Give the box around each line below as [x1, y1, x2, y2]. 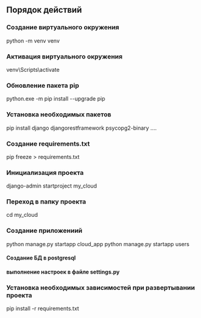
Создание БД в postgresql [6, 254, 76, 261]
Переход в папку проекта [6, 197, 86, 206]
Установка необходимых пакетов [6, 110, 111, 119]
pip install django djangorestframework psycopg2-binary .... [6, 124, 157, 132]
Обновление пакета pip [6, 81, 79, 90]
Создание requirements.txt [6, 140, 90, 148]
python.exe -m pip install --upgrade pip [6, 95, 105, 102]
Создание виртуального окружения [6, 23, 120, 32]
